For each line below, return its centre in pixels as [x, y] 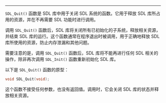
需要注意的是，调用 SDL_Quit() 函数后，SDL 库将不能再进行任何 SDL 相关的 [82, 53]
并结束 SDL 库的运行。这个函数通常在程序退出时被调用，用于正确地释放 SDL [82, 36]
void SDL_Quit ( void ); [27, 79]
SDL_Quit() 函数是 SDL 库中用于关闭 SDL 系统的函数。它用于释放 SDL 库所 [81, 13]
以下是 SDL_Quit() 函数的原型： [37, 70]
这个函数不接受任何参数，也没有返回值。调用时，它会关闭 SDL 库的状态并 [80, 89]
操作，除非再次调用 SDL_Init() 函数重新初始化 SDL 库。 [62, 59]
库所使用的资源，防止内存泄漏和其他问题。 [48, 42]
